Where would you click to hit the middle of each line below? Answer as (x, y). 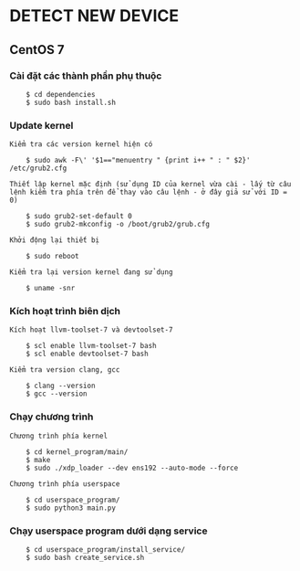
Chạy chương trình (52, 417)
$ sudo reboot (52, 257)
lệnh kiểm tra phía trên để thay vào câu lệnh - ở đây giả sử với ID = (148, 193)
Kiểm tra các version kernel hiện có (81, 144)
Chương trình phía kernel (58, 436)
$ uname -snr (51, 289)
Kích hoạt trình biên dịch (65, 312)
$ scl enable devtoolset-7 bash (87, 354)
